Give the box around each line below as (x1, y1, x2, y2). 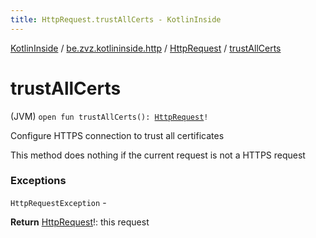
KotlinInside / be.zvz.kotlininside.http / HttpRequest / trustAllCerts (10, 42, 282, 54)
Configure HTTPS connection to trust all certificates (10, 129, 225, 141)
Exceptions (10, 174, 67, 188)
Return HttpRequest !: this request (10, 216, 150, 228)
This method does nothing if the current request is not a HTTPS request (10, 149, 306, 161)
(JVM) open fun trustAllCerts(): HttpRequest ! (10, 110, 209, 122)
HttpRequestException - (10, 196, 107, 208)
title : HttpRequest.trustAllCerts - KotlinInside (10, 14, 222, 25)
